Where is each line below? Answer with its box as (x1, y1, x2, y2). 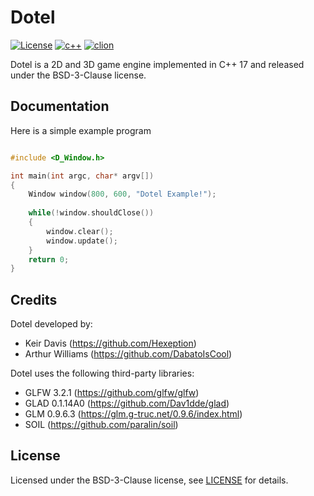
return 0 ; (28, 254, 70, 265)
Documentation (10, 98, 110, 115)
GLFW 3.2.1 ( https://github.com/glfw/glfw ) (24, 387, 200, 399)
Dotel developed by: (10, 318, 93, 330)
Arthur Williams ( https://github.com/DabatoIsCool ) (24, 348, 233, 360)
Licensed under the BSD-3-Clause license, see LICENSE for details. (10, 474, 289, 486)
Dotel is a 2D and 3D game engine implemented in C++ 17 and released (10, 58, 305, 70)
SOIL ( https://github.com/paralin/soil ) (24, 419, 179, 431)
